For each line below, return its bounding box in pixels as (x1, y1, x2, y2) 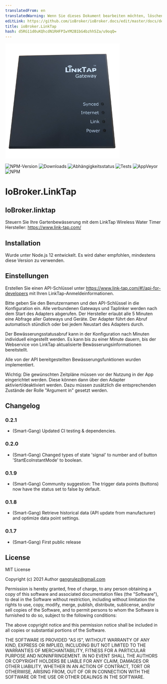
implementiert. (5, 361, 35, 367)
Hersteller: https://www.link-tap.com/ (5, 224, 82, 230)
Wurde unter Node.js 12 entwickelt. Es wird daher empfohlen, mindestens (5, 252, 156, 258)
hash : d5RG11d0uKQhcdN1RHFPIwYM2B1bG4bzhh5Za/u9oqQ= (5, 29, 117, 34)
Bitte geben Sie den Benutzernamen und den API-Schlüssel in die (5, 300, 139, 306)
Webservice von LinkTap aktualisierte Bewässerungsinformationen (5, 342, 142, 347)
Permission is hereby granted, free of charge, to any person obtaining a (5, 586, 152, 592)
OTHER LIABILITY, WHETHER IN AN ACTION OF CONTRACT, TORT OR (5, 664, 150, 670)
